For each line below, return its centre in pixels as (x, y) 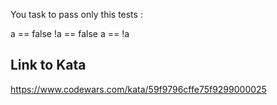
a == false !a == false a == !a (70, 33)
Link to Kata (48, 65)
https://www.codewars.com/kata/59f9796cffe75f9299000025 (138, 89)
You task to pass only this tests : (76, 14)
